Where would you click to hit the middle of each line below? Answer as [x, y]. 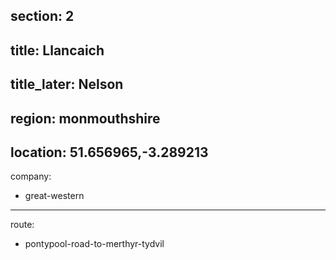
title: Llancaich [57, 50]
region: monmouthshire [85, 118]
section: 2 [42, 16]
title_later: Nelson [67, 84]
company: [31, 176]
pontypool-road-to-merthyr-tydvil [94, 244]
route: [22, 225]
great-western [54, 196]
